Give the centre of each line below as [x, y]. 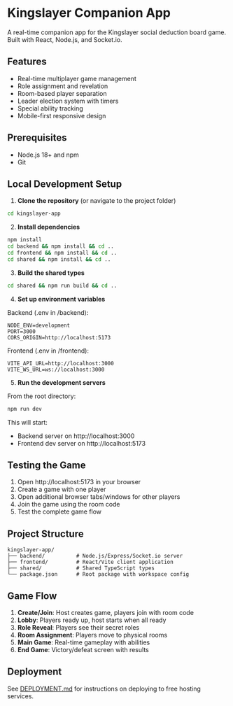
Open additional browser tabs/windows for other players [99, 497]
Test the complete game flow [59, 511]
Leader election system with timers [68, 101]
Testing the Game [47, 465]
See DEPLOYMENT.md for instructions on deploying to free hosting [104, 689]
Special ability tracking [50, 108]
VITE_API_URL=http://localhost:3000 [61, 363]
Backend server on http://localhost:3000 [76, 436]
